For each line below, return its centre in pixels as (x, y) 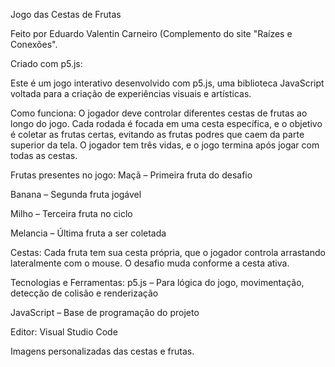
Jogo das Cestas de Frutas (66, 14)
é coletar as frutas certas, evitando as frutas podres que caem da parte (157, 134)
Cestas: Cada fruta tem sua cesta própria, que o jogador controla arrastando (168, 252)
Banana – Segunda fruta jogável (76, 194)
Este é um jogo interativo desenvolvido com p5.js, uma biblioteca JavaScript (167, 83)
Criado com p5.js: (46, 63)
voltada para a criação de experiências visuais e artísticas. (131, 93)
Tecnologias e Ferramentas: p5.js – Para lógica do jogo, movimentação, (157, 282)
